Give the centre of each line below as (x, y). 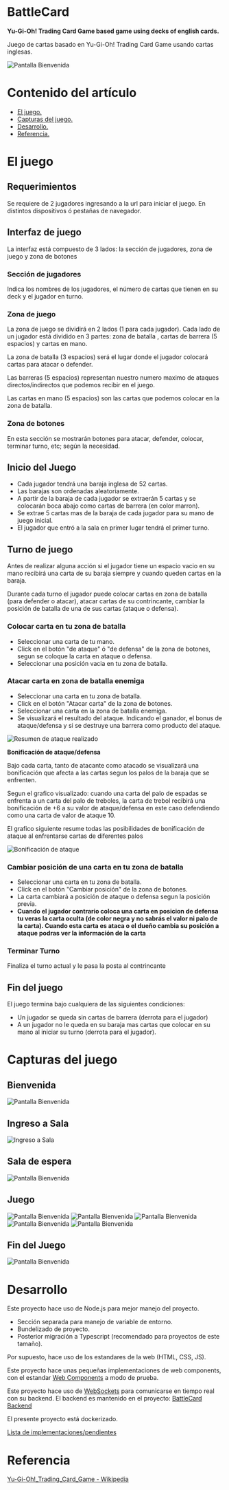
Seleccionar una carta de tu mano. (66, 641)
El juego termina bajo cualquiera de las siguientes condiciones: (96, 1004)
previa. (27, 904)
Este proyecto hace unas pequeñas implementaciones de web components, (114, 1370)
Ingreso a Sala (38, 1123)
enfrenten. (22, 780)
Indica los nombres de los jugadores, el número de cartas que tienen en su (113, 289)
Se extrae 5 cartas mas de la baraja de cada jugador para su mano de (116, 513)
